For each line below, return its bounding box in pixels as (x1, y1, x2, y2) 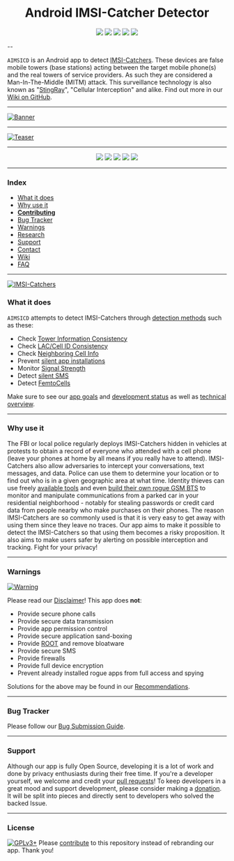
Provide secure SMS (17, 646, 77, 656)
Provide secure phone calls (17, 610, 96, 618)
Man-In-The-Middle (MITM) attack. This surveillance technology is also (7, 78, 212, 86)
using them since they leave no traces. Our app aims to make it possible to (7, 520, 221, 529)
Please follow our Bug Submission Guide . (7, 722, 125, 731)
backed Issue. (7, 799, 47, 807)
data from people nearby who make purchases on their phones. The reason (7, 506, 224, 514)
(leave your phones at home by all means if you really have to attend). (7, 454, 208, 463)
